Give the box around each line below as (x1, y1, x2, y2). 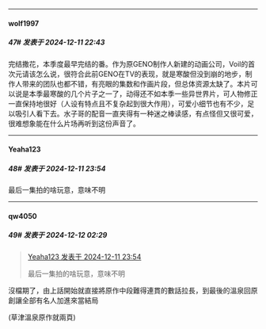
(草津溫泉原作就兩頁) (8, 312, 77, 322)
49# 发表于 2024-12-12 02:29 (8, 231, 108, 240)
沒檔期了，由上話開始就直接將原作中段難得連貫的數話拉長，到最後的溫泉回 (8, 285, 251, 295)
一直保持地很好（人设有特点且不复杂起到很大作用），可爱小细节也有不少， (8, 98, 248, 108)
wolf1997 (8, 18, 40, 28)
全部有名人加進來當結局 (21, 295, 99, 305)
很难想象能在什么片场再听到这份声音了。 (8, 118, 140, 128)
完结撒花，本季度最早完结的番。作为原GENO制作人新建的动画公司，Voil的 (8, 59, 249, 68)
